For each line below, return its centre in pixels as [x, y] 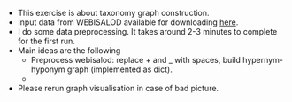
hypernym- [263, 60]
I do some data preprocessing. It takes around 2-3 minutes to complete [147, 31]
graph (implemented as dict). [119, 69]
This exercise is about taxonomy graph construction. [113, 13]
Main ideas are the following [69, 51]
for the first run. [46, 41]
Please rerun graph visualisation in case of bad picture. [118, 88]
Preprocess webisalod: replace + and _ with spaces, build [136, 60]
